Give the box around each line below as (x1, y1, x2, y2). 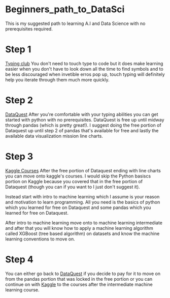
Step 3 (5, 151, 33, 162)
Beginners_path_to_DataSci (5, 4, 125, 15)
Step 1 (5, 44, 31, 55)
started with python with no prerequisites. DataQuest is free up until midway (5, 116, 164, 123)
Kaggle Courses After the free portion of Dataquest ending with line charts (5, 167, 161, 173)
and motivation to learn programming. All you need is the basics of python (5, 199, 160, 205)
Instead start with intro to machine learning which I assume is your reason (5, 193, 160, 199)
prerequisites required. (5, 25, 53, 32)
